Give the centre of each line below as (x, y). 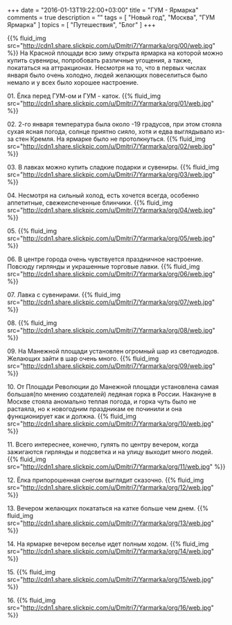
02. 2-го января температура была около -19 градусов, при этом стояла (115, 124)
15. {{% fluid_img (32, 572)
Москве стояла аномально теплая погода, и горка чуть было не (102, 401)
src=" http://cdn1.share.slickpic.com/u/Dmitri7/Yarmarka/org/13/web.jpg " (111, 523)
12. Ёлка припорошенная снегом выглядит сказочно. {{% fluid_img (106, 480)
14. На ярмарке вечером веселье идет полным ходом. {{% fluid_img (108, 544)
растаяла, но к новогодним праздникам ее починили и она (95, 409)
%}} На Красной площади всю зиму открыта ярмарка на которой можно (115, 53)
